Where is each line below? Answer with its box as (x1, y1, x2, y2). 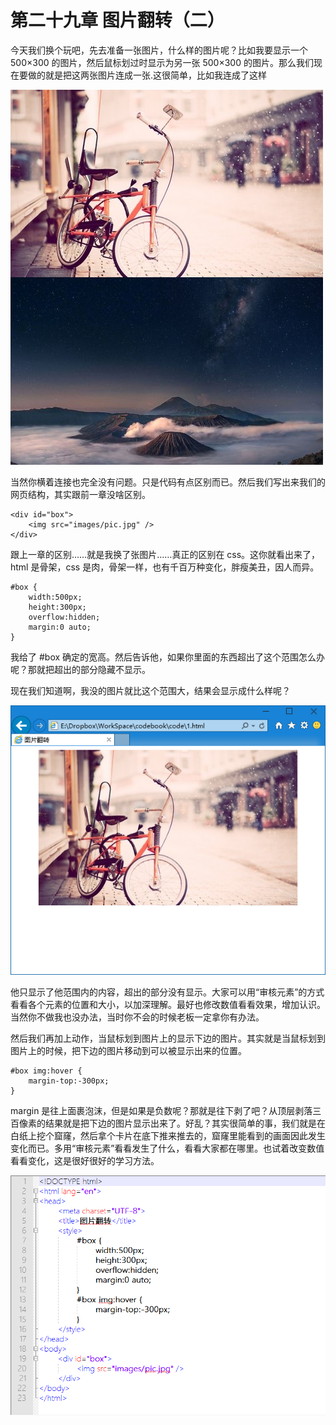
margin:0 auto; (28, 622, 92, 632)
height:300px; (28, 602, 87, 612)
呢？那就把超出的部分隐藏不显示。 (10, 663, 151, 675)
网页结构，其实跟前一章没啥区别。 (10, 488, 151, 500)
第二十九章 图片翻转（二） (10, 9, 225, 32)
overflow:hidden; (28, 612, 101, 622)
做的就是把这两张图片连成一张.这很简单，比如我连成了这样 (27, 69, 268, 81)
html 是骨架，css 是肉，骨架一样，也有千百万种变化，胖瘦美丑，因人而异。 (10, 561, 320, 573)
